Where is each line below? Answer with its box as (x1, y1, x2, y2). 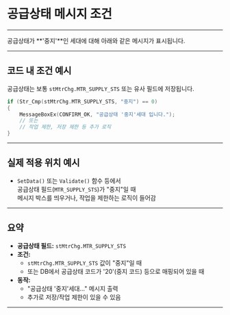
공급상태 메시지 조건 (7, 6, 113, 22)
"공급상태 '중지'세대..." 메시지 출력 (27, 284, 118, 292)
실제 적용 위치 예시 (7, 157, 80, 168)
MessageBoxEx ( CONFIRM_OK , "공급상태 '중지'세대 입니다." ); (19, 111, 176, 118)
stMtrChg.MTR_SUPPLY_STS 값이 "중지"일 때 (27, 258, 142, 267)
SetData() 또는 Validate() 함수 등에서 (16, 176, 121, 185)
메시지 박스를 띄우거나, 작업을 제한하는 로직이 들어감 (16, 193, 156, 202)
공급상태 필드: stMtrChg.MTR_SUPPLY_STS (16, 241, 127, 250)
